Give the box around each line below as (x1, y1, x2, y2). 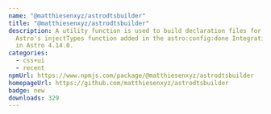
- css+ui (15, 57, 45, 65)
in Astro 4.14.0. (15, 42, 74, 50)
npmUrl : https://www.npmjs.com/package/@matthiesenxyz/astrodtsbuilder (8, 71, 254, 79)
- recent (15, 64, 45, 72)
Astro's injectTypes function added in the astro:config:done (15, 34, 229, 43)
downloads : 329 (8, 94, 60, 102)
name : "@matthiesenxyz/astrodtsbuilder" (8, 11, 147, 20)
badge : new (8, 86, 45, 95)
